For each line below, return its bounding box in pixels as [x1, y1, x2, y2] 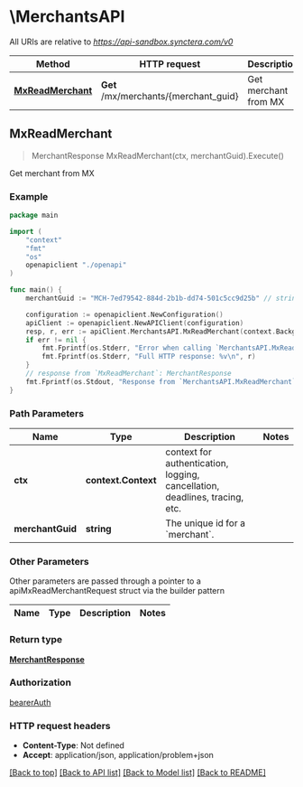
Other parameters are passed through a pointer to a [9, 576, 201, 586]
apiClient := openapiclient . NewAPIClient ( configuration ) [25, 318, 244, 327]
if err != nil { [25, 335, 87, 344]
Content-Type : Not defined [22, 740, 124, 751]
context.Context [85, 473, 157, 486]
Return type [9, 633, 63, 646]
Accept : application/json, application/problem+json [22, 750, 215, 761]
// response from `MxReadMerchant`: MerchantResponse [25, 369, 232, 379]
